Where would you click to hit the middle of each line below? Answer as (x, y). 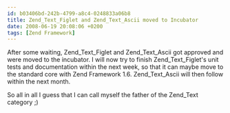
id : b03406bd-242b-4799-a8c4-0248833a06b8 (69, 13)
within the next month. (39, 82)
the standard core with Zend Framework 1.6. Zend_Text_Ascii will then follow (115, 74)
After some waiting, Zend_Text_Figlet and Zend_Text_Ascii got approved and (115, 52)
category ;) (23, 102)
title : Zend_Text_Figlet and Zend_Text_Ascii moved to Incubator (103, 20)
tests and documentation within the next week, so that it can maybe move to (115, 67)
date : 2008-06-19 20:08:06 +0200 (55, 26)
